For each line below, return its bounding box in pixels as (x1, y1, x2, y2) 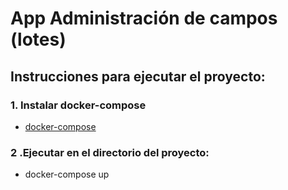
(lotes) (10, 28, 67, 51)
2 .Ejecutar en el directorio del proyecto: (10, 145, 210, 159)
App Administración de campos (10, 7, 278, 30)
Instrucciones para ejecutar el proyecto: (10, 68, 266, 85)
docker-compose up (24, 168, 110, 181)
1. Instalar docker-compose (10, 98, 147, 112)
